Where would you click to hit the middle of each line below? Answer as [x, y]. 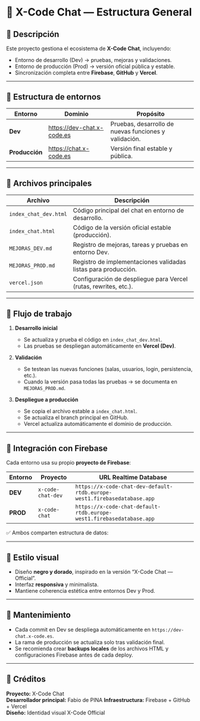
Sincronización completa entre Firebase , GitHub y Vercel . [86, 73]
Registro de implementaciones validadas [129, 262]
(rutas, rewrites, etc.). [103, 286]
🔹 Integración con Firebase [57, 448]
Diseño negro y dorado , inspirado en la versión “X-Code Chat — [94, 572]
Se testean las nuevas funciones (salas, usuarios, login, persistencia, [108, 369]
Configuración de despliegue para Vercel [130, 279]
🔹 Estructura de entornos [54, 97]
